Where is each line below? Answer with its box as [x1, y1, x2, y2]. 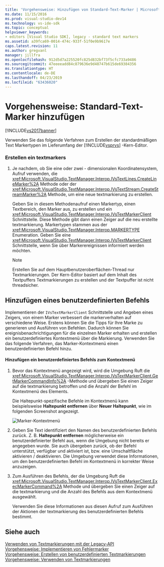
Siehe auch [5, 528, 40, 536]
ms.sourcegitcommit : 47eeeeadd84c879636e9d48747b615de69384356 [5, 62, 137, 66]
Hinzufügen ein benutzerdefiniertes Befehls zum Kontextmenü [5, 357, 136, 363]
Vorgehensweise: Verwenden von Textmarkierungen [5, 556, 111, 562]
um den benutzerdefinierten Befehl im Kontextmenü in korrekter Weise [12, 458, 154, 464]
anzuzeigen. [12, 463, 38, 469]
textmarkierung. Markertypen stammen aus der [12, 221, 107, 227]
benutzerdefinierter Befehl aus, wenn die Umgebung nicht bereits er [12, 437, 150, 443]
